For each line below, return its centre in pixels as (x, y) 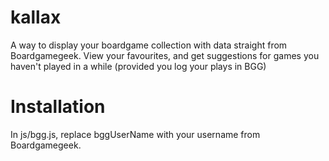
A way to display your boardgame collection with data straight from (149, 45)
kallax (36, 17)
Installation (58, 107)
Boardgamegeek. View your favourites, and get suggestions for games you (165, 55)
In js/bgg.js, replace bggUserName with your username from (135, 134)
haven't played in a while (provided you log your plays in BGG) (138, 66)
